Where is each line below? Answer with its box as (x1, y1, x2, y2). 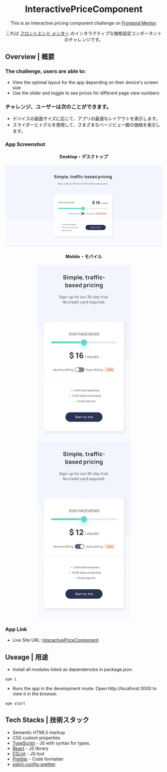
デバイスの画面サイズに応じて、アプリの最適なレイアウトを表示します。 (12, 115, 161, 121)
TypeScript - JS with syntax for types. (12, 740, 91, 746)
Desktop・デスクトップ (59, 154, 108, 160)
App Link (5, 626, 27, 633)
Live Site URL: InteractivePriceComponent (12, 637, 99, 643)
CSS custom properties (12, 735, 61, 741)
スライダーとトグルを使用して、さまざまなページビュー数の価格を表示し (12, 121, 161, 128)
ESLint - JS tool (12, 751, 45, 757)
